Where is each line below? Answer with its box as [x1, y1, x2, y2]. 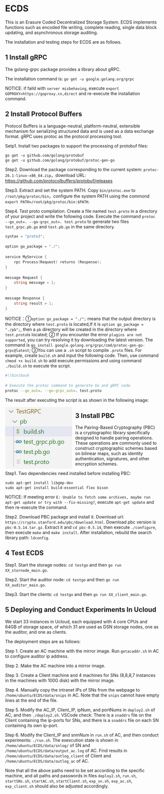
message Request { [5, 275, 43, 280]
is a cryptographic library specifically [75, 430, 150, 435]
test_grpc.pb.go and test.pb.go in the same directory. [5, 223, 115, 229]
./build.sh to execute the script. [5, 363, 71, 369]
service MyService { [5, 254, 47, 260]
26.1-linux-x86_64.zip [5, 173, 51, 178]
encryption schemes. [75, 461, 118, 467]
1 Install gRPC [5, 53, 47, 62]
